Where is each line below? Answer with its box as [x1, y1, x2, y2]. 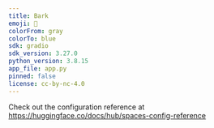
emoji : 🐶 [8, 19, 38, 28]
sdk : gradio [8, 42, 49, 50]
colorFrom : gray [8, 27, 63, 35]
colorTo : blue [8, 34, 57, 43]
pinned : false [8, 72, 57, 80]
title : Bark [8, 11, 49, 20]
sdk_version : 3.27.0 [8, 49, 79, 58]
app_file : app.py [8, 65, 67, 73]
